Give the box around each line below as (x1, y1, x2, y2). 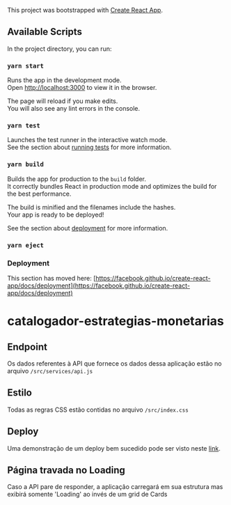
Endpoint (7, 341, 47, 352)
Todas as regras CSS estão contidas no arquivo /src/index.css (7, 405, 189, 414)
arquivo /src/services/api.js (7, 366, 93, 375)
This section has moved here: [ (7, 274, 96, 282)
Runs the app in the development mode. (7, 76, 122, 84)
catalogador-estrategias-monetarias (7, 313, 225, 329)
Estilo (7, 387, 33, 399)
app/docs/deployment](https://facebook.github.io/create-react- (7, 281, 190, 290)
